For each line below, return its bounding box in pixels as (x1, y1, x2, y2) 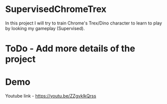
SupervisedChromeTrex (5, 3, 107, 15)
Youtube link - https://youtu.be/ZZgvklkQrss (5, 93, 96, 99)
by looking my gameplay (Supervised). (5, 25, 85, 31)
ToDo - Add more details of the (5, 43, 135, 54)
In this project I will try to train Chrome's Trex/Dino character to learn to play (5, 20, 162, 26)
